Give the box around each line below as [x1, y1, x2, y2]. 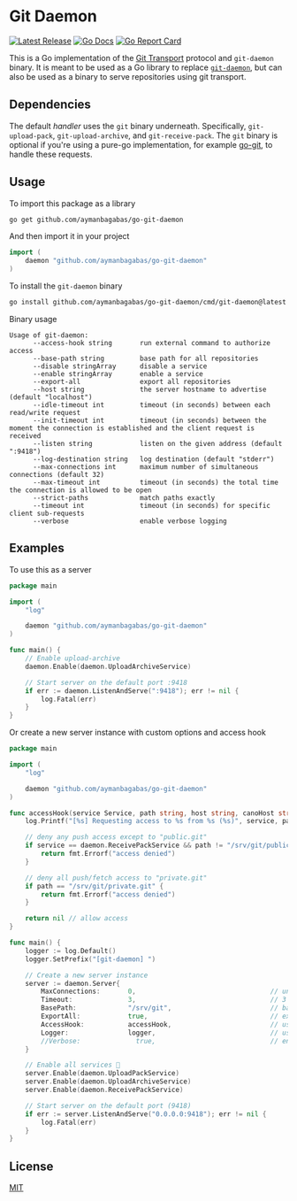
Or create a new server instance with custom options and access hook [9, 728, 267, 738]
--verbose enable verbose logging [32, 516, 227, 526]
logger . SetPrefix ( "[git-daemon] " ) [25, 954, 156, 964]
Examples [9, 541, 65, 556]
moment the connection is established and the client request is [9, 423, 255, 433]
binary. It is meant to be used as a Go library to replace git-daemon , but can [9, 62, 283, 73]
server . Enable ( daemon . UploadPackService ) [25, 1069, 179, 1078]
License [9, 1159, 54, 1174]
